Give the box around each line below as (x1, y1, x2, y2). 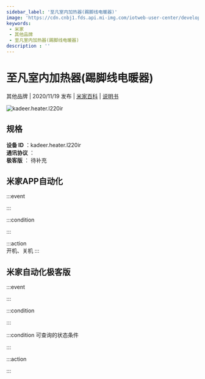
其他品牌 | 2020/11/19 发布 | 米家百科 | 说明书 (6, 92, 119, 99)
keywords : (6, 20, 32, 26)
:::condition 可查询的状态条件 (6, 331, 79, 339)
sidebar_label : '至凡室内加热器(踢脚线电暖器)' (6, 9, 118, 15)
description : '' (6, 43, 51, 49)
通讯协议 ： (6, 149, 35, 156)
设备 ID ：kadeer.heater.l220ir (6, 141, 81, 148)
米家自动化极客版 (6, 267, 71, 277)
